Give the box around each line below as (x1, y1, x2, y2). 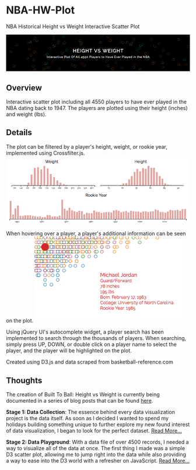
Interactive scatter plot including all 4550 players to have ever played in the (6, 98, 187, 105)
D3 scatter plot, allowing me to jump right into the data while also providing (6, 451, 187, 458)
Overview (6, 83, 43, 92)
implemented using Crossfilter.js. (6, 149, 85, 156)
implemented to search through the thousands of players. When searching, (6, 335, 187, 342)
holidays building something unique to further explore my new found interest (6, 421, 190, 428)
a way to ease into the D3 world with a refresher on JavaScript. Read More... (6, 457, 190, 464)
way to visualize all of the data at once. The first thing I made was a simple (6, 445, 185, 452)
